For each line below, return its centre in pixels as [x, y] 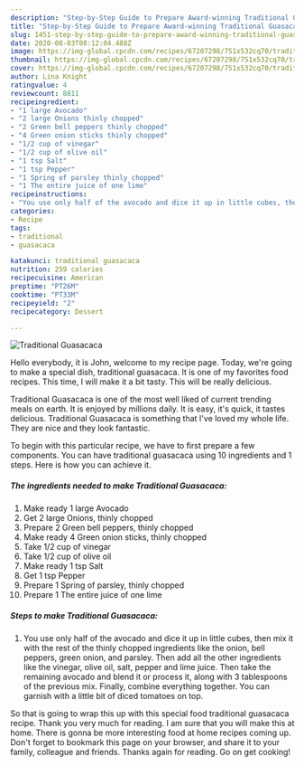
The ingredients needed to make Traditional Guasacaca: [119, 486]
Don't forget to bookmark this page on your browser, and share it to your [145, 742]
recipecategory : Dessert [57, 312]
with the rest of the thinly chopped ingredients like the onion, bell [144, 648]
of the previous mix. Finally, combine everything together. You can [146, 686]
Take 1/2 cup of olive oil [67, 556]
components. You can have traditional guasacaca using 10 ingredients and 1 [151, 455]
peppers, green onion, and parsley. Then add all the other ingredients [152, 657]
